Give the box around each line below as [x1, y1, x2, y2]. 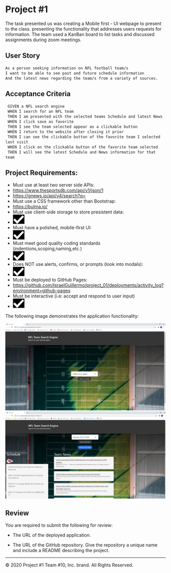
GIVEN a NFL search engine [7, 103, 65, 109]
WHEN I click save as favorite [7, 119, 74, 124]
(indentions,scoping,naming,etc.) [12, 245, 82, 252]
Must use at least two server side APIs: [12, 182, 95, 188]
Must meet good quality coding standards [12, 240, 101, 247]
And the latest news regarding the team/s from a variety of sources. [5, 75, 158, 81]
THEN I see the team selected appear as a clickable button [7, 124, 138, 129]
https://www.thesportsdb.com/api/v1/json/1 [12, 187, 103, 194]
